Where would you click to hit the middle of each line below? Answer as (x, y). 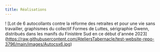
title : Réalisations (26, 9)
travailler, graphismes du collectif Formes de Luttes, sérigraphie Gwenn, (77, 28)
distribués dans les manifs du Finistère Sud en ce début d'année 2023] (76, 34)
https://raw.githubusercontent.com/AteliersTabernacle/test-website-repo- (80, 39)
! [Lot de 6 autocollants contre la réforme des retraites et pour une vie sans (80, 23)
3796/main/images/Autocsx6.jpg (38, 44)
